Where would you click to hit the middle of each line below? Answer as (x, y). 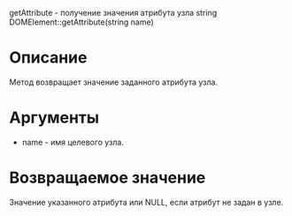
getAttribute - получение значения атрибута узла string (113, 13)
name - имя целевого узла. (73, 142)
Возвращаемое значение (108, 178)
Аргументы (54, 118)
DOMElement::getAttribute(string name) (82, 22)
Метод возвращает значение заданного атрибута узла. (114, 82)
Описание (48, 58)
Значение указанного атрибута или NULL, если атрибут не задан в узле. (146, 202)
